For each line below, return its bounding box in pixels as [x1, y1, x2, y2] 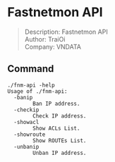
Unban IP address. [32, 149, 87, 156]
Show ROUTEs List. [32, 137, 87, 144]
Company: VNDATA [24, 42, 81, 51]
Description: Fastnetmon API [24, 27, 108, 36]
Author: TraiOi [24, 35, 66, 43]
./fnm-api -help [7, 82, 55, 89]
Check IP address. [32, 112, 87, 120]
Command [7, 63, 54, 75]
